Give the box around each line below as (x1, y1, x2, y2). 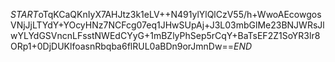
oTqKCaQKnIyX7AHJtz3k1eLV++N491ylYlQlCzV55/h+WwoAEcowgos (38, 9, 322, 20)
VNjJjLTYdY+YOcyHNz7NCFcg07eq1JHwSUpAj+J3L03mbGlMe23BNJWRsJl (10, 19, 325, 31)
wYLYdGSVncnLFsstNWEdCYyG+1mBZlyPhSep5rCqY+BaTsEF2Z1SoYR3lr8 (10, 30, 321, 41)
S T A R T (10, 9, 39, 20)
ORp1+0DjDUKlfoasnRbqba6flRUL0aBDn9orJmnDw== (10, 40, 234, 52)
